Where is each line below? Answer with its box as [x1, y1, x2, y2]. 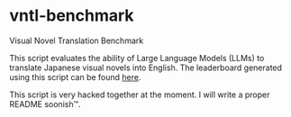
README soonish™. [9, 98, 81, 109]
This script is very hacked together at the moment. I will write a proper [9, 89, 270, 100]
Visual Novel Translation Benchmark [9, 35, 144, 46]
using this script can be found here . [9, 71, 141, 82]
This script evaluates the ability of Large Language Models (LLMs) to [9, 52, 265, 63]
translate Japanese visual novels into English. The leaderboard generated [9, 62, 282, 73]
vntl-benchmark [9, 5, 134, 26]
